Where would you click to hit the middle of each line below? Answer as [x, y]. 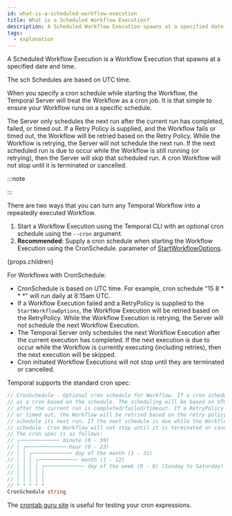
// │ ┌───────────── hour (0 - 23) [58, 447]
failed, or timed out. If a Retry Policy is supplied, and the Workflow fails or [112, 129]
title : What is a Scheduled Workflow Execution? [78, 20]
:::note [16, 179]
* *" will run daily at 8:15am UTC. [64, 296]
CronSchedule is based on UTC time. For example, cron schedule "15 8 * [120, 288]
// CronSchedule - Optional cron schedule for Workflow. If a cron [106, 396]
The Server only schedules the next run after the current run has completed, [116, 121]
